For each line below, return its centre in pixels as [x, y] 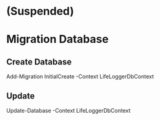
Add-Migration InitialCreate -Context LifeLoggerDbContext [80, 77]
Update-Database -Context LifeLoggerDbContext [68, 111]
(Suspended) [40, 11]
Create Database [39, 62]
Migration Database [57, 39]
